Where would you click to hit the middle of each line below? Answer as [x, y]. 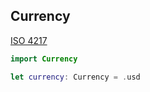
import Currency [44, 59]
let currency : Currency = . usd [75, 77]
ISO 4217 [29, 40]
